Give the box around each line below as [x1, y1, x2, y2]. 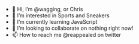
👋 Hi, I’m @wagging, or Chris [11, 6, 83, 12]
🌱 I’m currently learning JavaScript [11, 18, 98, 25]
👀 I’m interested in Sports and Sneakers [11, 12, 110, 19]
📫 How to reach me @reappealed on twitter [11, 32, 122, 38]
